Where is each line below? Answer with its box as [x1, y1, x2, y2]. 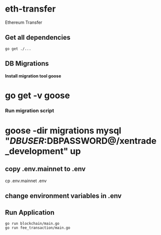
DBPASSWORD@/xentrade [47, 136, 157, 146]
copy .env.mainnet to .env [5, 165, 86, 173]
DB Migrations [5, 60, 49, 68]
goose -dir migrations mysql [5, 125, 122, 136]
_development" [5, 146, 68, 157]
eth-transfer [5, 3, 56, 15]
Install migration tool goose [5, 73, 62, 78]
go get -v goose [5, 90, 70, 101]
